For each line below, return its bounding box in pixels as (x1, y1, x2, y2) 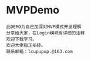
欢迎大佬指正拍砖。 (6, 42, 46, 48)
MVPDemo (6, 3, 60, 17)
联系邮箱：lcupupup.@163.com (6, 48, 73, 54)
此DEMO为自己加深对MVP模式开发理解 (6, 24, 82, 30)
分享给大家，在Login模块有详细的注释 (6, 30, 85, 36)
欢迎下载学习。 (6, 36, 37, 42)
